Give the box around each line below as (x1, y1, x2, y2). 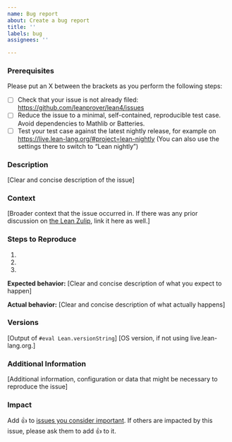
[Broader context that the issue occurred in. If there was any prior (7, 209, 198, 218)
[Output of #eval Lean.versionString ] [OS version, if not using (7, 333, 189, 342)
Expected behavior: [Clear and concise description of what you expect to (7, 279, 222, 288)
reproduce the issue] (7, 382, 68, 391)
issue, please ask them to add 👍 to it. (7, 427, 116, 436)
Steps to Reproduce (7, 234, 77, 244)
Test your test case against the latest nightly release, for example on (17, 126, 216, 135)
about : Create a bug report (7, 17, 90, 24)
